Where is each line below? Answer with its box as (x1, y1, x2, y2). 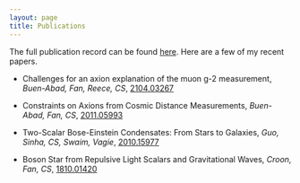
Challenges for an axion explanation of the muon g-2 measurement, (21, 73, 272, 83)
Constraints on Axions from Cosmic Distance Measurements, (21, 100, 248, 110)
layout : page (9, 13, 58, 22)
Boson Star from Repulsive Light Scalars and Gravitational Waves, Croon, (21, 153, 292, 164)
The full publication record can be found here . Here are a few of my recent (9, 46, 285, 57)
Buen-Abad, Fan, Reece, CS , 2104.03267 (21, 83, 175, 93)
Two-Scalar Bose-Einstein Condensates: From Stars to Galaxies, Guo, (21, 126, 279, 137)
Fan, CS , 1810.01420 (21, 163, 98, 174)
